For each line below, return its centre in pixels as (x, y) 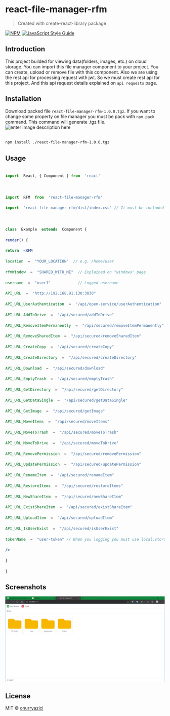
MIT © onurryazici (25, 708)
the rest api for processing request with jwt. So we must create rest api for (83, 78)
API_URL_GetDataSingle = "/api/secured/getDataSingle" (67, 400)
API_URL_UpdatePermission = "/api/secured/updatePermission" (73, 465)
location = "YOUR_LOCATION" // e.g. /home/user (60, 261)
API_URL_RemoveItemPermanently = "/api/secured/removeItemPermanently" (85, 325)
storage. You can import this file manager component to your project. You (82, 66)
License (18, 696)
